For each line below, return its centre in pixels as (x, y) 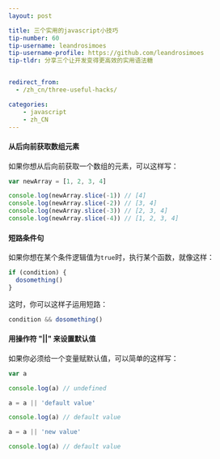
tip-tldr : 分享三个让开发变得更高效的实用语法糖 (81, 61)
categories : (28, 104)
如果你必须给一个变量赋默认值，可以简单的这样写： (93, 358)
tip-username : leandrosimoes (57, 45)
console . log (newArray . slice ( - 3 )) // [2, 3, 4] (88, 211)
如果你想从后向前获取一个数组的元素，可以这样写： (93, 166)
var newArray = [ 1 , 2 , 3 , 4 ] (57, 181)
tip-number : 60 (34, 38)
